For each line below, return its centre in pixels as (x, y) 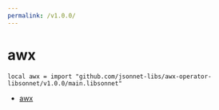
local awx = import (40, 77)
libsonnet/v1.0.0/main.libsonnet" (65, 83)
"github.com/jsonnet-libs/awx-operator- (144, 77)
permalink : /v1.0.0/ (42, 16)
